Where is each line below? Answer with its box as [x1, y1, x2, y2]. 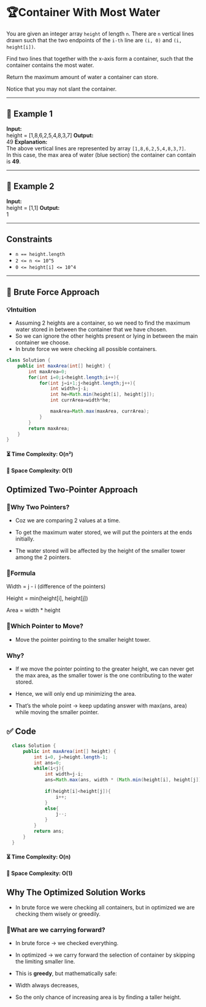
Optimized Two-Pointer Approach [6, 484, 138, 495]
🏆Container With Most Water [6, 6, 161, 20]
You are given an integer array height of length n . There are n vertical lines [6, 29, 194, 37]
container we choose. [15, 339, 71, 346]
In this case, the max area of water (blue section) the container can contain [6, 151, 196, 158]
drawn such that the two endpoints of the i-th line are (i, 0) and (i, [6, 36, 182, 44]
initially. [15, 535, 35, 542]
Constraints [6, 234, 53, 244]
